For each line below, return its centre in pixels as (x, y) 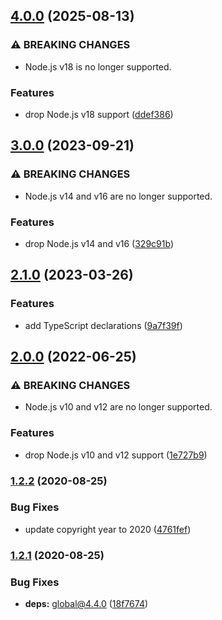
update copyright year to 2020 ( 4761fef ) (108, 529)
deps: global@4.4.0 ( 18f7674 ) (86, 604)
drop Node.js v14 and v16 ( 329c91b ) (99, 243)
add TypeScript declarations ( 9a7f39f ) (103, 325)
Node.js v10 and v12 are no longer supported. (118, 407)
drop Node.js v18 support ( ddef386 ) (99, 114)
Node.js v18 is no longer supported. (98, 66)
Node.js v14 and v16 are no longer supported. (118, 196)
